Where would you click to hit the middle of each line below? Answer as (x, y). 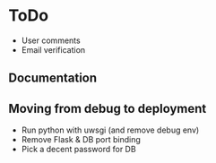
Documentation (53, 78)
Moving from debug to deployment (108, 108)
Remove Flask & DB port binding (81, 140)
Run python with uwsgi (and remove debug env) (110, 130)
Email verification (53, 49)
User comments (51, 40)
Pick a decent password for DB (78, 150)
